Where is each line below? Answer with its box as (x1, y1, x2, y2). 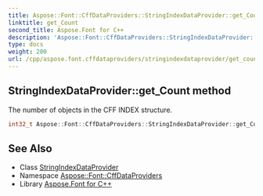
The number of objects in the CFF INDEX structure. (8, 105, 173, 114)
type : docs (8, 41, 44, 49)
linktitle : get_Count (8, 19, 79, 27)
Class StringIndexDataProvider (19, 162, 119, 172)
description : (8, 33, 51, 42)
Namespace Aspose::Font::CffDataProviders (19, 171, 163, 180)
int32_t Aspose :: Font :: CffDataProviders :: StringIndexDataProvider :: (8, 120, 236, 128)
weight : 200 (8, 48, 47, 56)
